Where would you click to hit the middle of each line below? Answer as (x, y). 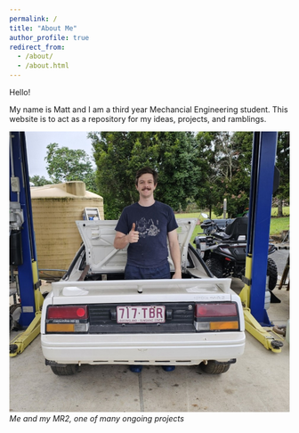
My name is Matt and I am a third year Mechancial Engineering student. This (149, 110)
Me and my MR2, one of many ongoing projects (97, 418)
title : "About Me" (43, 28)
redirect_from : (37, 47)
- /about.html (43, 66)
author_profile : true (49, 37)
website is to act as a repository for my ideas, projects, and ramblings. (138, 119)
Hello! (20, 92)
